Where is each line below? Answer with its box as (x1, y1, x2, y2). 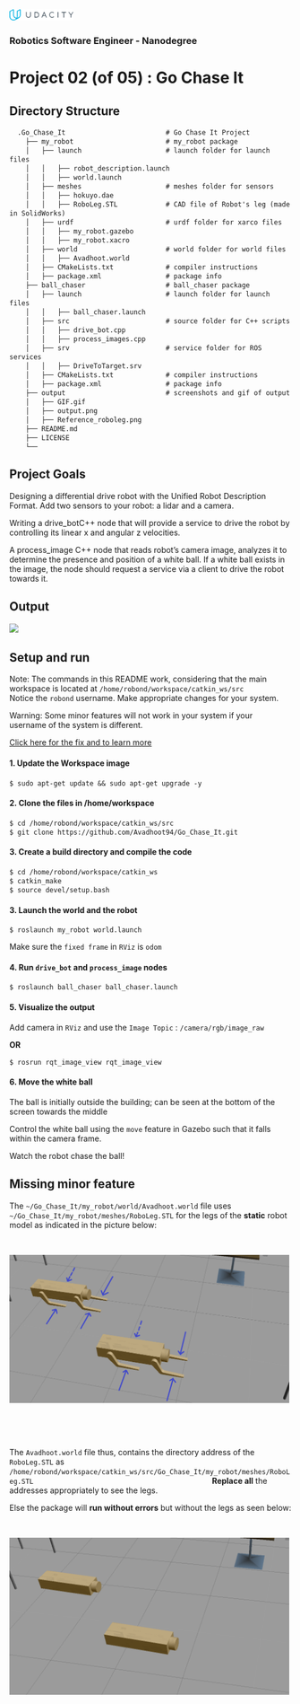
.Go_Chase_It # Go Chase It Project (17, 127, 251, 137)
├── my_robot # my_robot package (25, 136, 239, 146)
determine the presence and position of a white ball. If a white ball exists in (9, 554, 286, 565)
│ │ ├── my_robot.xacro (25, 235, 130, 245)
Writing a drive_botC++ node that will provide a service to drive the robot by (9, 517, 290, 528)
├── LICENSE (25, 433, 70, 443)
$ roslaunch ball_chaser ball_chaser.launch (9, 983, 178, 992)
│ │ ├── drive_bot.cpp (25, 325, 126, 335)
